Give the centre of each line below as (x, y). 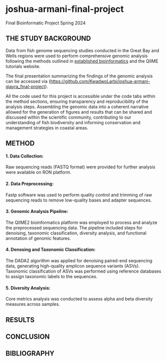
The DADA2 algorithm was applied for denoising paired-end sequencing (79, 260)
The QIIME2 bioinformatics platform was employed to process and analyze (82, 222)
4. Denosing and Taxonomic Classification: (51, 250)
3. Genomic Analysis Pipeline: (37, 212)
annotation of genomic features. (38, 238)
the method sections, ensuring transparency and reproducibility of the (77, 101)
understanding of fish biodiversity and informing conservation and (73, 122)
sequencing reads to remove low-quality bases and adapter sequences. (79, 200)
